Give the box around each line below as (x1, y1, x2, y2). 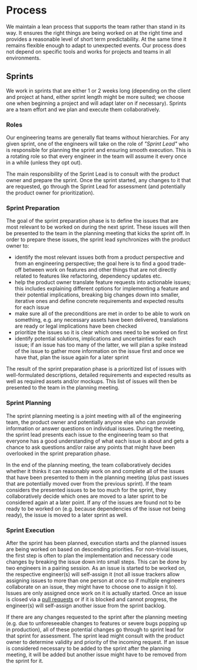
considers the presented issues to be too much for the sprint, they (6, 486, 166, 493)
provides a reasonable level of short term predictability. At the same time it (6, 35, 187, 42)
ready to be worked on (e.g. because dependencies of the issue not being (6, 505, 186, 512)
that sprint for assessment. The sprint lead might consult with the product (6, 632, 185, 639)
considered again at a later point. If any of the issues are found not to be (6, 499, 181, 506)
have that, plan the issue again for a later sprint (14, 354, 129, 361)
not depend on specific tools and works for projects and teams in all (6, 48, 171, 55)
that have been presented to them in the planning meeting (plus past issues (6, 474, 189, 481)
